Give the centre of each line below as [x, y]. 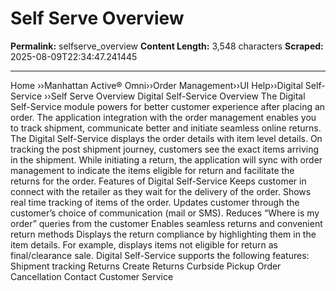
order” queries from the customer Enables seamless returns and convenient [166, 223]
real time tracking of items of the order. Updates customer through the [155, 202]
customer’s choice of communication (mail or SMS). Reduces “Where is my [165, 213]
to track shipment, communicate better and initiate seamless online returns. [166, 128]
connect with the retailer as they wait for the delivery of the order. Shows [161, 191]
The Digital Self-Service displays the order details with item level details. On [166, 138]
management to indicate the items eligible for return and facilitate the [152, 170]
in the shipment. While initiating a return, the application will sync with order [166, 159]
